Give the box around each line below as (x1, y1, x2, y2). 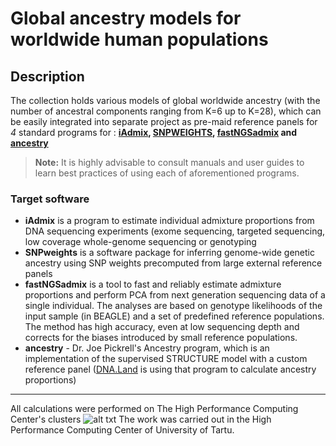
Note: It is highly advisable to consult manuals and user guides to (34, 157, 305, 168)
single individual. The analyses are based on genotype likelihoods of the (24, 300, 323, 312)
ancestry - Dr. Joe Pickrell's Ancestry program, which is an (24, 342, 270, 354)
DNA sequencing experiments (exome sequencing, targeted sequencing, (24, 225, 326, 237)
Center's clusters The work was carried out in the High (10, 413, 272, 426)
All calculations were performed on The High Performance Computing (10, 403, 299, 415)
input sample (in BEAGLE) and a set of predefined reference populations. (24, 310, 325, 322)
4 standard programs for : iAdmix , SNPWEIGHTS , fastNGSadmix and (10, 127, 298, 138)
